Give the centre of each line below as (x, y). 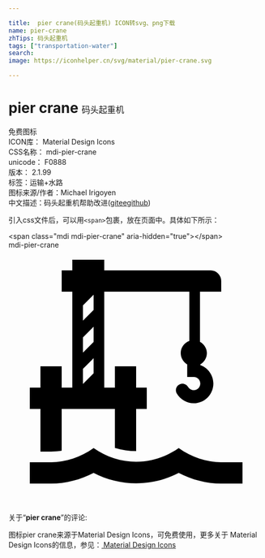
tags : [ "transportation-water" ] (63, 45)
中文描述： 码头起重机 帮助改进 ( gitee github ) (80, 202)
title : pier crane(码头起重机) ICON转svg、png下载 (92, 23)
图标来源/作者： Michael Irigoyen (62, 192)
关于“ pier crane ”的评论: (48, 517)
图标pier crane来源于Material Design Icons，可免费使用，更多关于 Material (133, 534)
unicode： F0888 (38, 162)
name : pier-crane (38, 30)
